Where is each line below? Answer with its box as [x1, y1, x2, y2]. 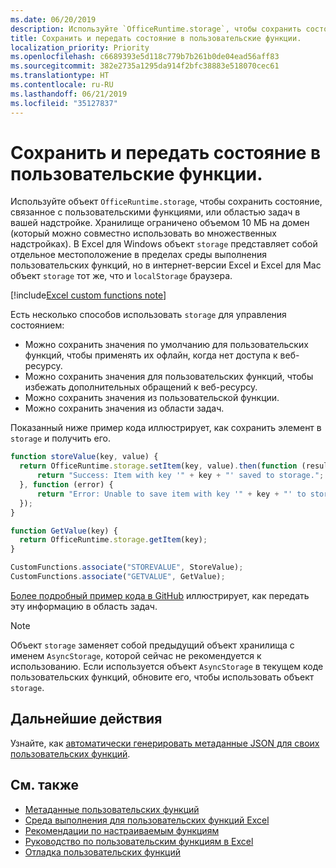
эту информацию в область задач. [10, 600, 158, 612]
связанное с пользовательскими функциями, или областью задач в [10, 206, 301, 218]
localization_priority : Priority [10, 42, 150, 53]
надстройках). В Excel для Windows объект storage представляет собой [10, 238, 318, 250]
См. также [10, 777, 80, 794]
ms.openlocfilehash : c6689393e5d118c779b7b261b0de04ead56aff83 [10, 52, 280, 62]
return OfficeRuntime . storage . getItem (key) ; [19, 535, 208, 545]
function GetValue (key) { [10, 526, 118, 536]
